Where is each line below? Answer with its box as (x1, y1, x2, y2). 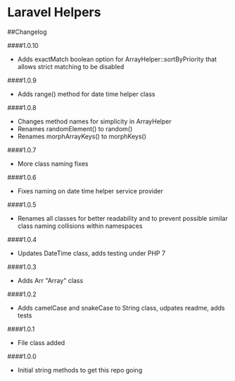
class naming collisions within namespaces (17, 222, 143, 230)
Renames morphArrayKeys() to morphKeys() (17, 132, 146, 140)
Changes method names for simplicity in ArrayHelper (17, 117, 172, 126)
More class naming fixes (17, 159, 89, 168)
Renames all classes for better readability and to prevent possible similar (17, 214, 228, 222)
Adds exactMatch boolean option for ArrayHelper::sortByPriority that (17, 54, 217, 64)
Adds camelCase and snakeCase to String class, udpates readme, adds (17, 303, 225, 312)
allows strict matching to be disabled (17, 62, 125, 71)
